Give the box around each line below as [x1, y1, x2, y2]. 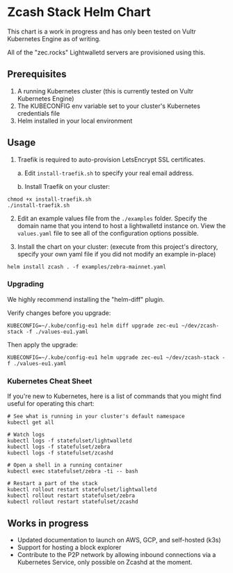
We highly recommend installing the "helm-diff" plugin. [7, 295, 165, 303]
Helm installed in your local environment [17, 116, 133, 125]
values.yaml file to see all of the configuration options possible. [17, 229, 200, 237]
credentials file [17, 109, 61, 117]
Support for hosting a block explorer [17, 543, 122, 551]
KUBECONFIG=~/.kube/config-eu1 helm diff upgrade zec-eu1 [7, 322, 179, 329]
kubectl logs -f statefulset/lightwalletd [7, 437, 132, 445]
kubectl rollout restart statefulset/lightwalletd [7, 486, 157, 494]
